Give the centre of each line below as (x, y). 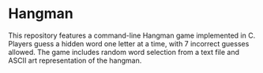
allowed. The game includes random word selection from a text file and (124, 52)
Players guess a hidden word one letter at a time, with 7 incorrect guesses (129, 43)
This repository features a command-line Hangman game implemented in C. (132, 35)
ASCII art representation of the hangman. (75, 60)
